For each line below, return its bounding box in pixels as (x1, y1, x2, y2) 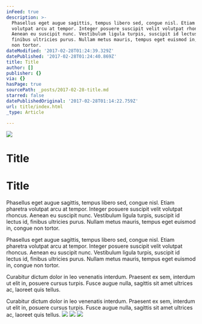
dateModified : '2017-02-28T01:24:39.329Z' (6, 48, 114, 54)
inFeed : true (6, 8, 39, 15)
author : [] (6, 64, 34, 71)
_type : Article (6, 109, 44, 115)
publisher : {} (6, 70, 42, 76)
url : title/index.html (6, 103, 63, 110)
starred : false (6, 92, 44, 98)
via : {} (6, 76, 26, 82)
